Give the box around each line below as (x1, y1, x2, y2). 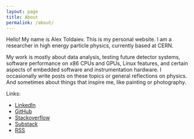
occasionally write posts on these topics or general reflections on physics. (6, 72, 187, 80)
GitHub (14, 108, 33, 115)
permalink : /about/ (6, 20, 54, 25)
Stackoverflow (14, 114, 50, 121)
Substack (14, 121, 38, 128)
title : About (6, 14, 38, 20)
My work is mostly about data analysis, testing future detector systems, (6, 54, 180, 61)
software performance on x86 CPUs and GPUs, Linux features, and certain (6, 60, 188, 67)
